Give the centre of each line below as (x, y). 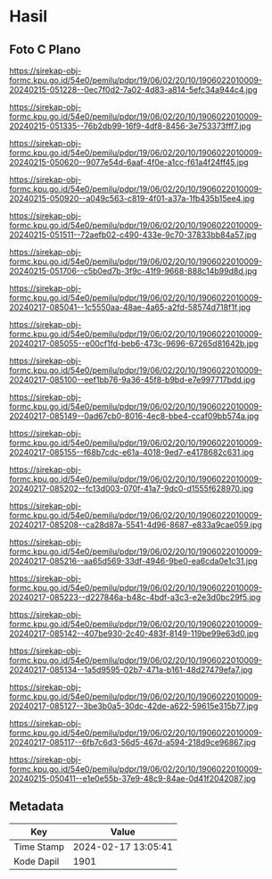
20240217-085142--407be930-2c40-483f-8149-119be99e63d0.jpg (134, 634)
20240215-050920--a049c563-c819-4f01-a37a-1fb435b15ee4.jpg (132, 199)
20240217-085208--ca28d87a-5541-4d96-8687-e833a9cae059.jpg (136, 525)
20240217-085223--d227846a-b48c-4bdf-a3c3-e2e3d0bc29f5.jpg (135, 597)
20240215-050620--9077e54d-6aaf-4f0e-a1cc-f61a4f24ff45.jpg (129, 162)
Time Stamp (39, 847)
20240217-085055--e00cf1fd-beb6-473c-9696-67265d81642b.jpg (134, 344)
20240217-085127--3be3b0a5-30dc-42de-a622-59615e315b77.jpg (134, 706)
